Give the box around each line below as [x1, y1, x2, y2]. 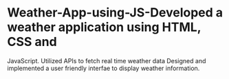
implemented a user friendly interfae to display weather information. [7, 64, 200, 72]
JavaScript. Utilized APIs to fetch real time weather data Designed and [7, 56, 206, 65]
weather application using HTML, [7, 19, 201, 35]
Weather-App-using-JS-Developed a [7, 5, 223, 21]
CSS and [7, 34, 57, 49]
